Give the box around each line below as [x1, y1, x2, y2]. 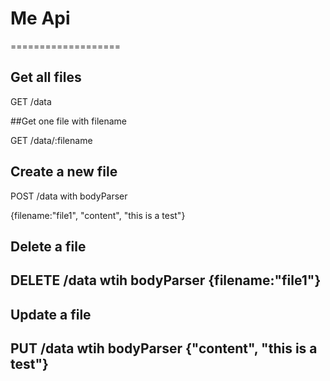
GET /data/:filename [10, 134, 93, 146]
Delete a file [10, 238, 87, 255]
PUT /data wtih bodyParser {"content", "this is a [10, 340, 318, 357]
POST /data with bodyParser [10, 190, 128, 202]
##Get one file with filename [10, 115, 128, 127]
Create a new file [10, 163, 118, 181]
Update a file [10, 306, 92, 323]
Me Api [10, 7, 71, 30]
